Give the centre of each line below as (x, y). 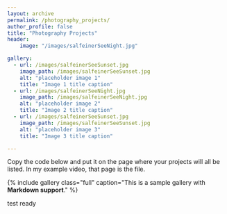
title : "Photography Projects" (52, 33)
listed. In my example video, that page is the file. (76, 169)
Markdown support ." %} (43, 190)
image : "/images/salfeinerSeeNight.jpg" (79, 46)
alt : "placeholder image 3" (60, 129)
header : (18, 40)
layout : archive (31, 14)
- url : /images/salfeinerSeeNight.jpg (70, 91)
